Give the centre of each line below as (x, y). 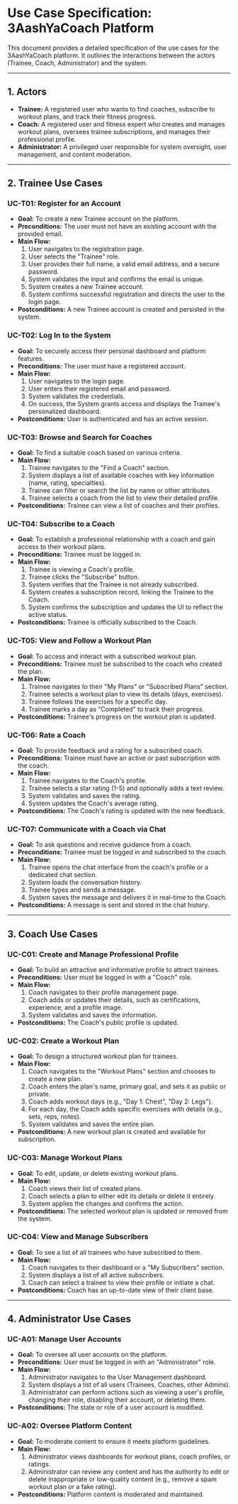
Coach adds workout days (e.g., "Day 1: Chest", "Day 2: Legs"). (120, 1101)
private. (39, 1094)
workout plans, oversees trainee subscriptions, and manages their (114, 131)
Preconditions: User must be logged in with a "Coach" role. (105, 977)
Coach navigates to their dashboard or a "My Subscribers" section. (126, 1267)
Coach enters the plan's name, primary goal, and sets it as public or (127, 1086)
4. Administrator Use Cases (69, 1319)
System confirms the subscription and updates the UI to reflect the (125, 607)
